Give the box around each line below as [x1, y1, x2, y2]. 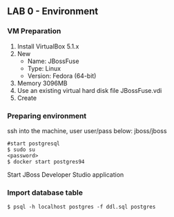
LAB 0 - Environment [7, 6, 99, 17]
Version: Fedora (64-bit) [27, 71, 97, 80]
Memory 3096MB [17, 79, 68, 87]
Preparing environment [7, 111, 87, 121]
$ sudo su [7, 146, 36, 153]
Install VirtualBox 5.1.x [17, 42, 79, 51]
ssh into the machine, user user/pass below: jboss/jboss [7, 126, 167, 134]
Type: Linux [27, 64, 61, 72]
